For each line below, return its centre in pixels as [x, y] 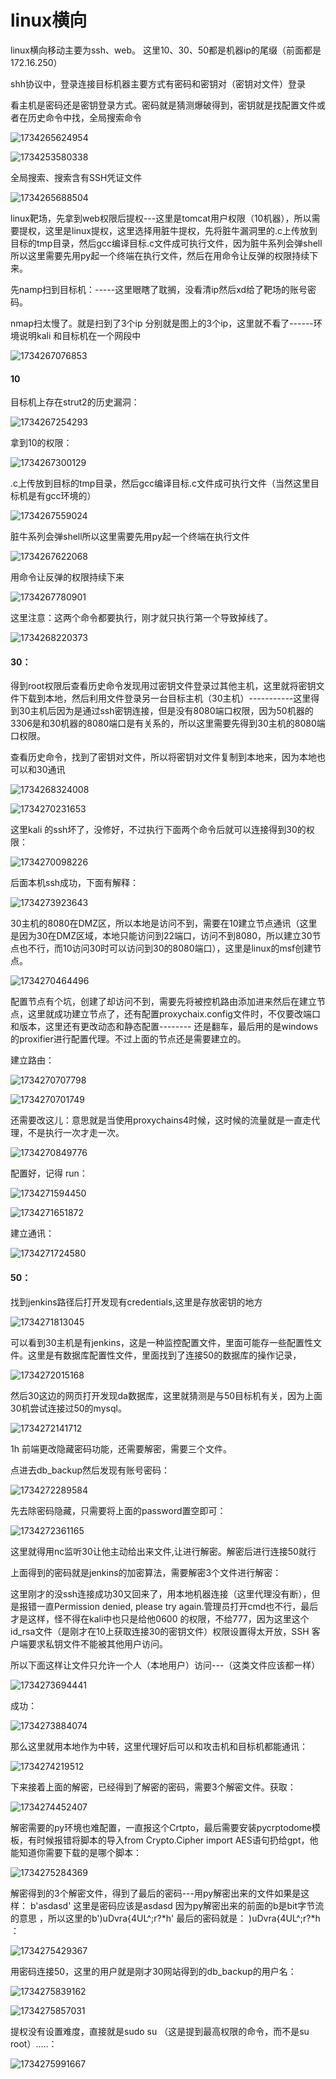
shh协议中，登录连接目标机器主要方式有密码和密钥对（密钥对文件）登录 [158, 83]
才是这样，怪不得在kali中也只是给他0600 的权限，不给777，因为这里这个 [160, 1618]
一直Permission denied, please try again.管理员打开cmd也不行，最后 [177, 1606]
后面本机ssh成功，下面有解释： [75, 883]
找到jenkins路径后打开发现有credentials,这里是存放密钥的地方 [136, 1302]
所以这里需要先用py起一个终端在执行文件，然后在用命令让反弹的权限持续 [160, 255]
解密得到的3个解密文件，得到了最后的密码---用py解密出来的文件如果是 [156, 1893]
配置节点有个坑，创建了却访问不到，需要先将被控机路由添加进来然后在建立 [163, 1002]
